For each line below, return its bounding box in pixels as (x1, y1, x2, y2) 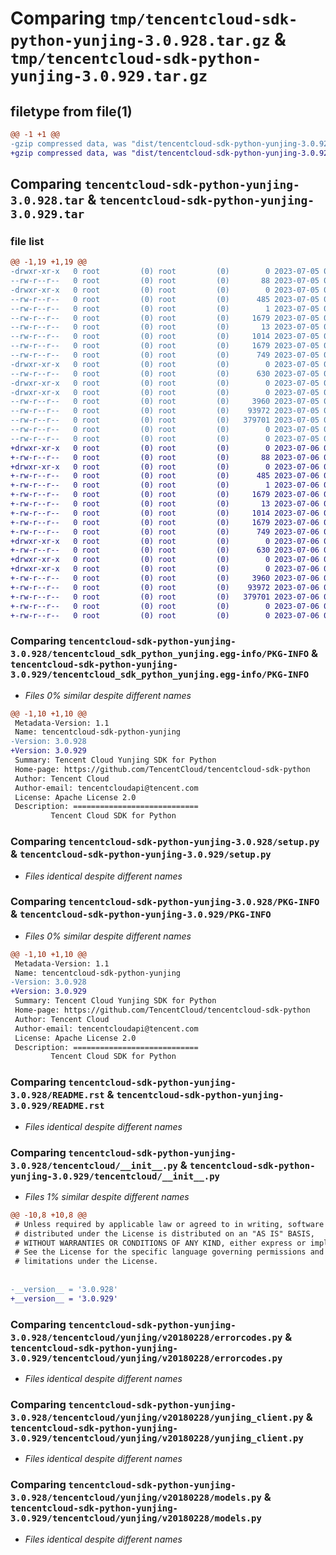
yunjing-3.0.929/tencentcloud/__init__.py (10, 1170, 220, 1182)
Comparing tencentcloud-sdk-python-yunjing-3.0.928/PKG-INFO (10, 895, 320, 909)
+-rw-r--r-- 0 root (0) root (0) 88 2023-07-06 (10, 452, 320, 462)
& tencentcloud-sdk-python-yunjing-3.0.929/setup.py (10, 847, 272, 861)
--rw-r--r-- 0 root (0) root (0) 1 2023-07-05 (10, 303, 320, 314)
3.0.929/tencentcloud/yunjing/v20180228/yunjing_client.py (10, 1432, 304, 1444)
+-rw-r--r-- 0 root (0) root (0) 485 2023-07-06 (10, 471, 320, 481)
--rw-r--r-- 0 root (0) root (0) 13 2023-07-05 (10, 322, 320, 332)
